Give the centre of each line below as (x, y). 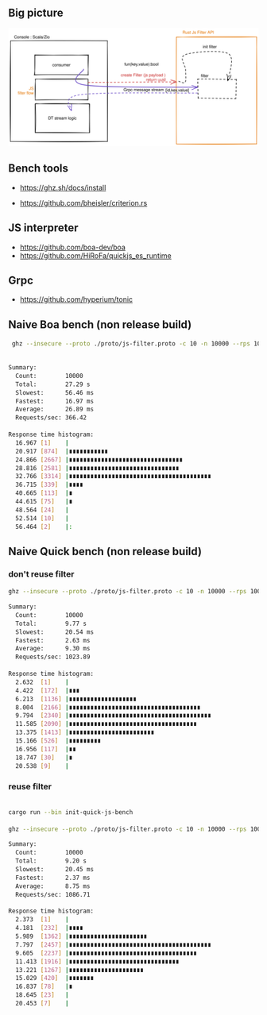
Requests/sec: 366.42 (51, 418)
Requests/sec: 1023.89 (53, 657)
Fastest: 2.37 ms (53, 878)
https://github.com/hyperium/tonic (76, 299)
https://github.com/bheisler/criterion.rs (83, 203)
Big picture (36, 13)
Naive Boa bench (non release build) (100, 324)
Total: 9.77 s (51, 623)
